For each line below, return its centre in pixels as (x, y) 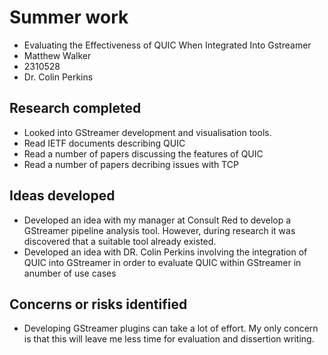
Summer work (69, 17)
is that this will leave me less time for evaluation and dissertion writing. (169, 339)
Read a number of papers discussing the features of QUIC (143, 153)
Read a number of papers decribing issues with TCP (131, 164)
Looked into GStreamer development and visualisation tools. (147, 132)
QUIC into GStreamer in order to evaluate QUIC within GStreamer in (162, 262)
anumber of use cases (70, 273)
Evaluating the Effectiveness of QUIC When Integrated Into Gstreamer (167, 45)
